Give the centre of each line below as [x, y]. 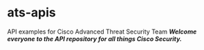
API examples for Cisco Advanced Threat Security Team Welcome [102, 32]
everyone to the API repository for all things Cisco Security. [94, 38]
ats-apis [32, 13]
